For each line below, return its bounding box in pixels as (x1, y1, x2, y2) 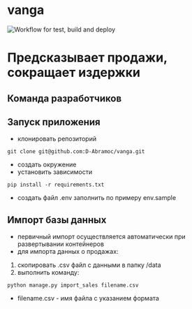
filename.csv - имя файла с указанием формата (17, 294, 159, 303)
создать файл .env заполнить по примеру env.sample (17, 194, 177, 202)
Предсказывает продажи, (7, 50, 168, 66)
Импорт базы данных (7, 214, 107, 226)
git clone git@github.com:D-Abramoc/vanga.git (7, 148, 145, 155)
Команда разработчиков (7, 92, 122, 104)
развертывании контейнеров (17, 240, 105, 248)
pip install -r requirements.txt (7, 181, 105, 189)
